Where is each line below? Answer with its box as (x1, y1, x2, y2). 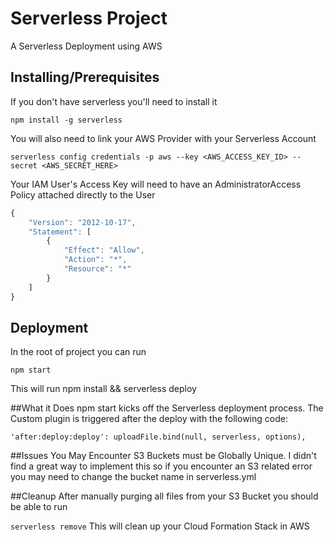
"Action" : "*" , (63, 255, 128, 265)
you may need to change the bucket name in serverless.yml (10, 471, 257, 483)
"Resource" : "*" (63, 264, 132, 274)
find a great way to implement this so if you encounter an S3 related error (10, 460, 313, 472)
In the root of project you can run (10, 346, 147, 358)
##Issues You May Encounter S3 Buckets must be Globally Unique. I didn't (10, 450, 317, 462)
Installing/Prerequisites (10, 69, 160, 86)
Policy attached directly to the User (10, 188, 156, 201)
